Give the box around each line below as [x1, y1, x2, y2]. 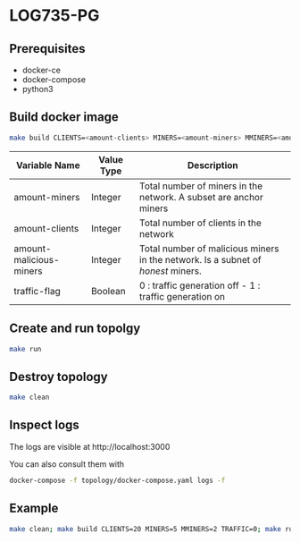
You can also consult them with [9, 458, 125, 470]
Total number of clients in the [139, 216, 262, 229]
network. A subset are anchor [139, 191, 263, 203]
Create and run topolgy [9, 321, 141, 336]
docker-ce [21, 64, 61, 75]
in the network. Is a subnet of [139, 253, 262, 266]
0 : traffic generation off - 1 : [139, 279, 261, 292]
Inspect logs [9, 418, 80, 433]
